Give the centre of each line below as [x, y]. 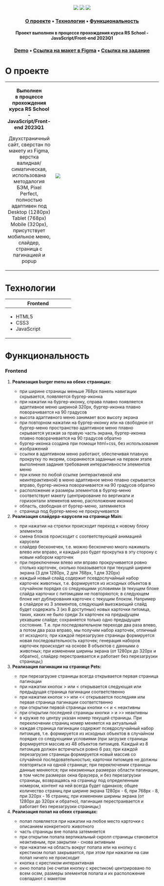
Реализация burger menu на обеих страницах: [62, 382]
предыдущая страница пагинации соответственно [72, 692]
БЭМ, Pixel [29, 187]
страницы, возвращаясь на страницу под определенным [79, 780]
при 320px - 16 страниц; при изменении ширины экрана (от [82, 796]
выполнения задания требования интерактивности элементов [85, 464]
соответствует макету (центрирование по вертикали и [77, 495]
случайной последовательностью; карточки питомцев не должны [88, 759]
